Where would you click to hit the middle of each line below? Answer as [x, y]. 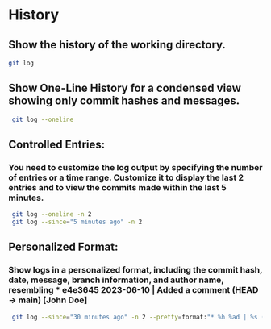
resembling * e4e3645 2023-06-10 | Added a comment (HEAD [133, 290]
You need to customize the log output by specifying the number [135, 167]
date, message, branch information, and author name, [116, 280]
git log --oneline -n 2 [52, 214]
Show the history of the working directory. [117, 45]
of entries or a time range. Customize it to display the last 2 [126, 177]
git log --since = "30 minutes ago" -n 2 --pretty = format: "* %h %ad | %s [135, 317]
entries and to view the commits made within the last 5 [118, 187]
